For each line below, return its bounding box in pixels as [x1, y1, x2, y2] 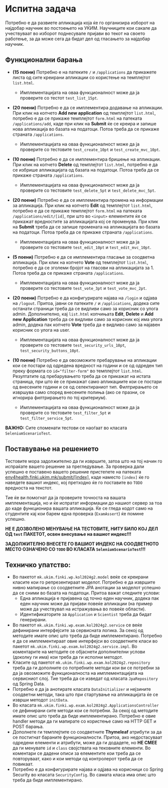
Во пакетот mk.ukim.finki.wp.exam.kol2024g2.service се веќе [12, 622, 142, 628]
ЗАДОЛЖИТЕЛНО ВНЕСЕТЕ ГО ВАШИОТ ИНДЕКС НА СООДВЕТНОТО [5, 540, 159, 546]
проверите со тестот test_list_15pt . [20, 95, 99, 101]
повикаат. [12, 761, 34, 767]
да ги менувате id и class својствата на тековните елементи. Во [12, 745, 151, 751]
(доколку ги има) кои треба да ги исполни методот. [12, 654, 123, 660]
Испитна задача [5, 3, 76, 15]
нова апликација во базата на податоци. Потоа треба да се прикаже [12, 126, 159, 132]
